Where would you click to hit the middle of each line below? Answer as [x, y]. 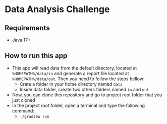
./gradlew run [34, 116]
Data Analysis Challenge [57, 9]
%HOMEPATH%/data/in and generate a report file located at [70, 73]
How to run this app [36, 56]
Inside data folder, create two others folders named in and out [84, 89]
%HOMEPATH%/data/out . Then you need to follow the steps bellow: [78, 79]
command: [23, 111]
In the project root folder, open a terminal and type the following [78, 105]
